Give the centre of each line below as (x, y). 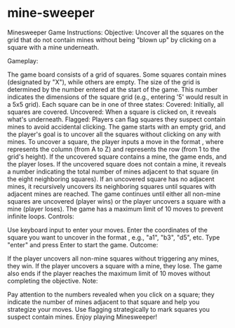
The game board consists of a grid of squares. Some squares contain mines (117, 74)
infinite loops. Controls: (41, 216)
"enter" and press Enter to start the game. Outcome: (83, 244)
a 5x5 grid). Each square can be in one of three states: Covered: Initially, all (116, 104)
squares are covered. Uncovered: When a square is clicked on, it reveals (112, 112)
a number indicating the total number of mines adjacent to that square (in (113, 171)
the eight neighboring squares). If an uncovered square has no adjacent (111, 179)
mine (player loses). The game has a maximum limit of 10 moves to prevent (115, 209)
